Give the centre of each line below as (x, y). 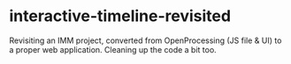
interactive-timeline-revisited (120, 16)
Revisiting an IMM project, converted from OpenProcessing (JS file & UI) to (145, 40)
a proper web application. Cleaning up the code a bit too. (113, 49)
